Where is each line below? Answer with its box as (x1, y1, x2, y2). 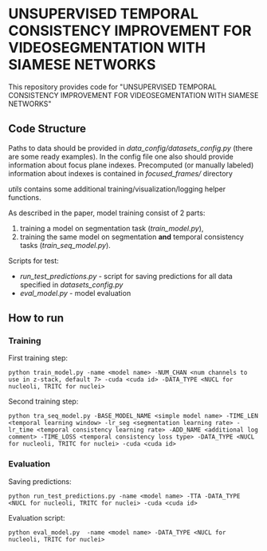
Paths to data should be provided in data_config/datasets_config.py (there (8, 143, 253, 152)
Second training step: (8, 396, 79, 407)
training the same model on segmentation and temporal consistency (19, 232, 245, 242)
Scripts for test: (8, 256, 60, 266)
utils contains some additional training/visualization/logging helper (8, 184, 226, 194)
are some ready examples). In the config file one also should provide (8, 152, 234, 161)
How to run (8, 312, 65, 325)
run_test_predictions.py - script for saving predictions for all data (19, 271, 233, 281)
